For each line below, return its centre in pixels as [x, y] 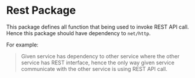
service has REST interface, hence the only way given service [97, 63]
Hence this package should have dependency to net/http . [79, 33]
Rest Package [41, 10]
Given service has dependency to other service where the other [100, 56]
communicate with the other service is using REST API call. [94, 68]
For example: [23, 45]
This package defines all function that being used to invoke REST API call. [98, 27]
